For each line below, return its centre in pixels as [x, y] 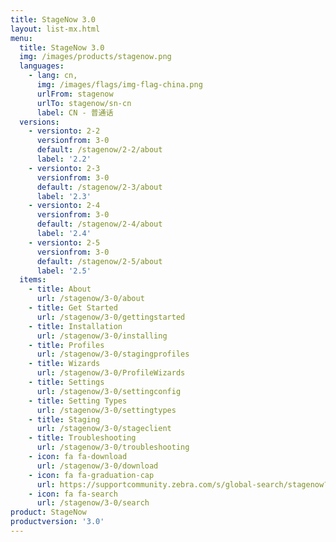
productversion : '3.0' [57, 522]
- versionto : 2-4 [64, 206]
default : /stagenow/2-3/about [99, 187]
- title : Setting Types [78, 401]
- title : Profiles [66, 345]
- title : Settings [66, 382]
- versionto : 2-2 [64, 131]
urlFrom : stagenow [75, 94]
